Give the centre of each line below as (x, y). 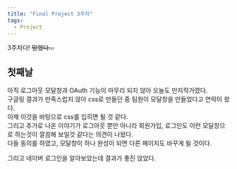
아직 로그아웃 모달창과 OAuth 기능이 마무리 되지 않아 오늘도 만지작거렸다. (108, 90)
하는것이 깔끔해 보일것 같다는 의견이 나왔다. (74, 134)
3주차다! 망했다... (31, 48)
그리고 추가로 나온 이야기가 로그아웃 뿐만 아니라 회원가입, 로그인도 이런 (104, 126)
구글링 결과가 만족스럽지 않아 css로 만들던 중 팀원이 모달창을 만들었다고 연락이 (115, 99)
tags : (15, 20)
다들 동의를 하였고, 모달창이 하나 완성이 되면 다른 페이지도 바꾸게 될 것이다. (110, 143)
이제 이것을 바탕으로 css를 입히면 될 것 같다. (68, 117)
